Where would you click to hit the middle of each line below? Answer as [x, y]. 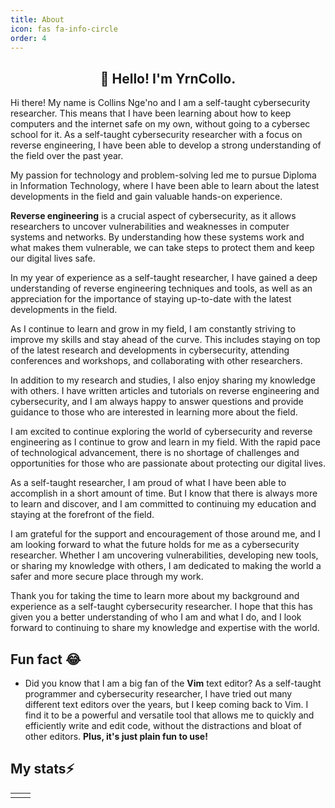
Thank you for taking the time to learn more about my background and [155, 596]
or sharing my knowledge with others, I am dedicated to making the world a [166, 566]
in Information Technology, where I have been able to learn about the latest [165, 186]
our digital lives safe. [53, 258]
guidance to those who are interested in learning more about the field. [154, 412]
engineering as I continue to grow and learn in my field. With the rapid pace [166, 442]
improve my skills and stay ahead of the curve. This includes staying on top [165, 340]
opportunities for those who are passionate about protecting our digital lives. [168, 463]
